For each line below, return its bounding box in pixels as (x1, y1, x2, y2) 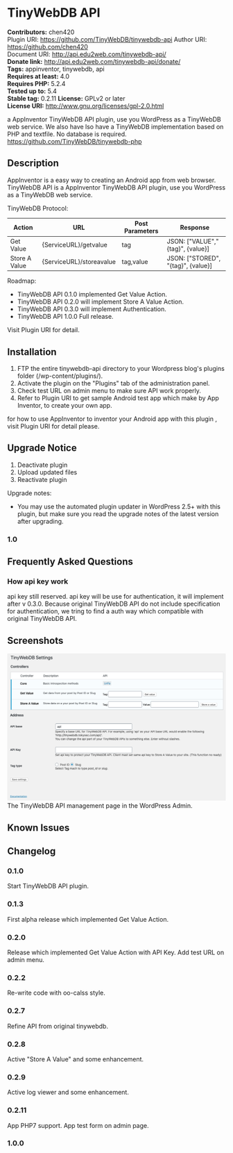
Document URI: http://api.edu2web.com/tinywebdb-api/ (7, 50, 166, 58)
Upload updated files (17, 467, 78, 476)
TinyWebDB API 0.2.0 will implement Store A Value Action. (17, 297, 184, 306)
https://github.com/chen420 (7, 42, 89, 51)
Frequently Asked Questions (7, 556, 134, 567)
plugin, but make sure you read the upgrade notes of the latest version (17, 509, 219, 518)
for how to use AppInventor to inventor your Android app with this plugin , (7, 415, 217, 423)
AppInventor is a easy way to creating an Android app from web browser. (7, 176, 216, 184)
